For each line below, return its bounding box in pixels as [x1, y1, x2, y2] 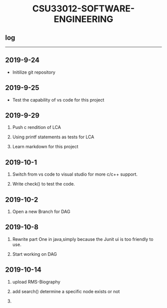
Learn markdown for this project [12, 144, 79, 150]
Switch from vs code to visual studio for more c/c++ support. [12, 171, 138, 177]
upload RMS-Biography [12, 279, 61, 285]
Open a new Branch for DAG [12, 208, 71, 214]
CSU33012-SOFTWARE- [32, 3, 135, 14]
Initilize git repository [12, 69, 56, 75]
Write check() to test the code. [12, 181, 76, 187]
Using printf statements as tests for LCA [12, 134, 94, 140]
